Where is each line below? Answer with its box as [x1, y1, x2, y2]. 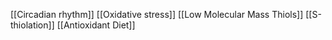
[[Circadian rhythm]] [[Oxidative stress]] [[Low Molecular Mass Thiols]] [10, 9, 304, 20]
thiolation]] [10, 19, 55, 31]
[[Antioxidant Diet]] [56, 19, 136, 31]
